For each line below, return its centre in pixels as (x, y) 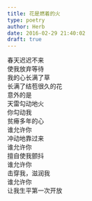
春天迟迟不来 (25, 61)
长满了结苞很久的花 (35, 86)
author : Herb (26, 26)
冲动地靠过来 (25, 138)
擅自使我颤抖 (25, 156)
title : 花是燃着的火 (34, 14)
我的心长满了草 (29, 78)
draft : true (24, 40)
